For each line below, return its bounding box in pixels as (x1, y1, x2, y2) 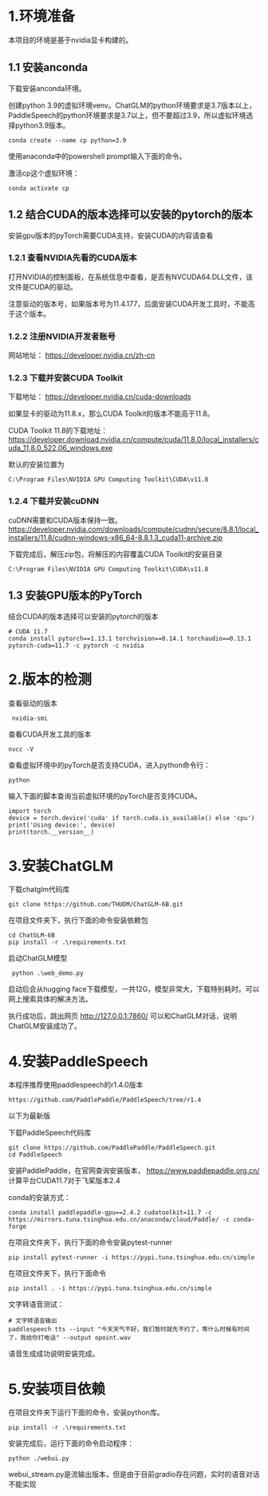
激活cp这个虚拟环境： (8, 168, 80, 178)
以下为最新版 (8, 1111, 50, 1121)
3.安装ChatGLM (8, 857, 114, 874)
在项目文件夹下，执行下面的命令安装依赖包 (8, 915, 148, 926)
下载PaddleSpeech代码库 (8, 1128, 92, 1138)
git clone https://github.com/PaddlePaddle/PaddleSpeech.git (8, 1144, 216, 1152)
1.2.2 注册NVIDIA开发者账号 (8, 330, 116, 341)
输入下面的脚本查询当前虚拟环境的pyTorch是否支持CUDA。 (8, 791, 202, 800)
